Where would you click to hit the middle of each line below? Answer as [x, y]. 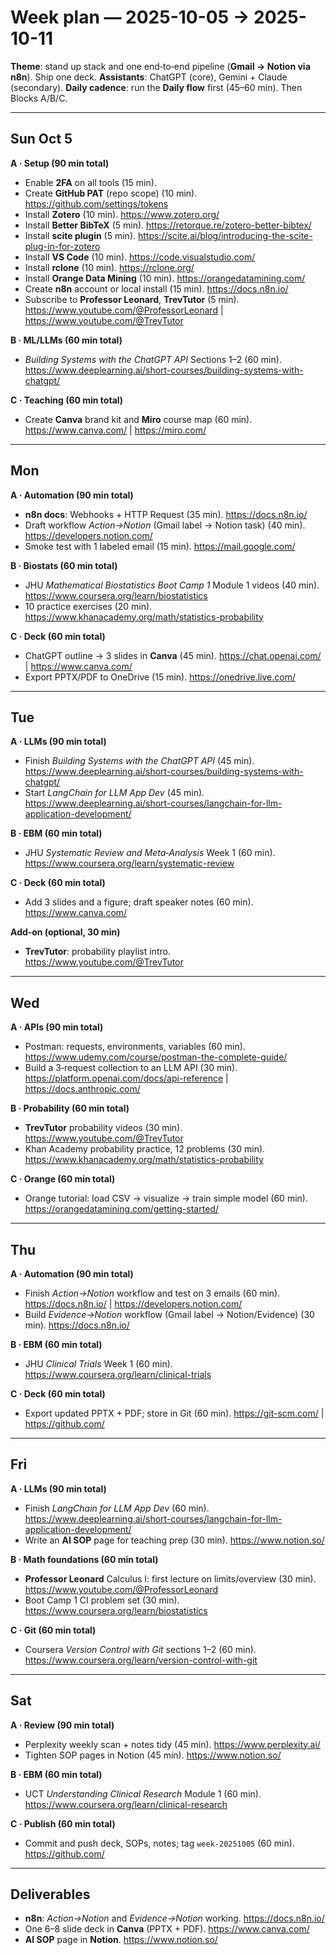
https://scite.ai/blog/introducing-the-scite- [225, 235]
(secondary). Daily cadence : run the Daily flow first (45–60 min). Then [156, 87]
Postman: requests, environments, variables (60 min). [135, 1047]
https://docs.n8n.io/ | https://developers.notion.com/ [133, 1304]
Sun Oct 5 [41, 139]
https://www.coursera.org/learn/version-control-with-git [141, 1660]
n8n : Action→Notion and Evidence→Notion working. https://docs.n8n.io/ [174, 1918]
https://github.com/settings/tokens [96, 203]
